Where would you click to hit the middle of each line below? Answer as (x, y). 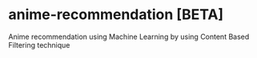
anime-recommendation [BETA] (116, 15)
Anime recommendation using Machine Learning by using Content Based (129, 37)
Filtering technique (39, 44)
